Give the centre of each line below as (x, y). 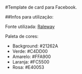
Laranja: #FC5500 (31, 62)
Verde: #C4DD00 (30, 51)
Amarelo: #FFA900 (32, 56)
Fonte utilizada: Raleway (30, 26)
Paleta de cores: (22, 36)
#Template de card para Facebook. (41, 7)
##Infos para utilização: (29, 17)
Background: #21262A (35, 46)
